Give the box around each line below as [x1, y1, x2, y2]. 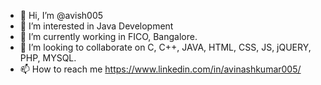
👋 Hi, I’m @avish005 [19, 10, 104, 21]
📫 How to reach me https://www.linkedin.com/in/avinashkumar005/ [19, 63, 302, 75]
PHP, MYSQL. [19, 52, 77, 64]
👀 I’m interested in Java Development [19, 20, 174, 32]
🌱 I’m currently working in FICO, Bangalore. [19, 31, 198, 42]
